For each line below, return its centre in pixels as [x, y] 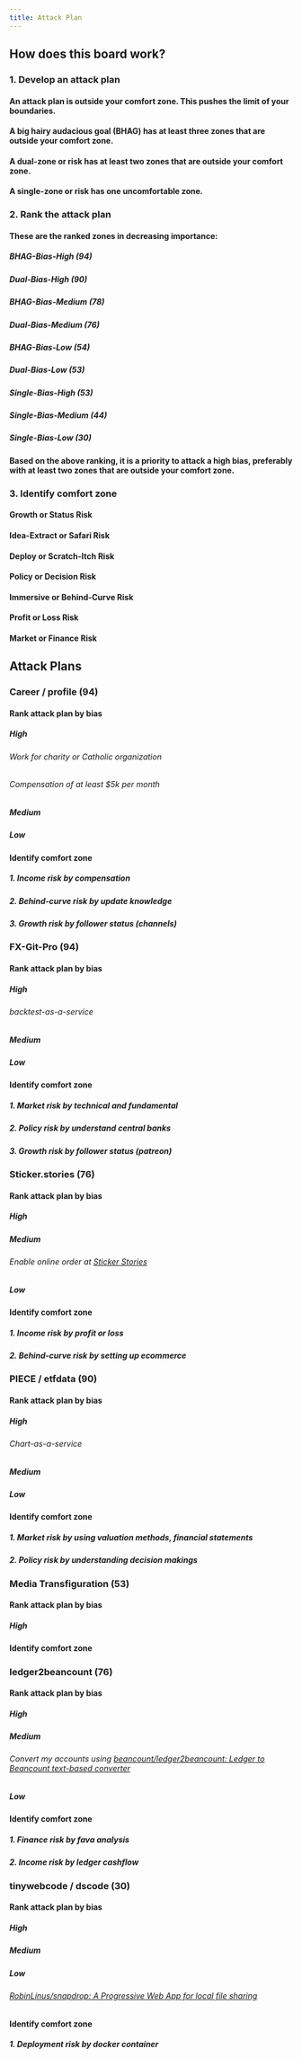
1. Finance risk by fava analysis [70, 1840]
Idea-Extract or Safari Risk [60, 535]
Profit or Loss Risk [44, 617]
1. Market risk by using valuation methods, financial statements [131, 1537]
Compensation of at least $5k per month [84, 785]
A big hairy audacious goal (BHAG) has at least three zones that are [138, 131]
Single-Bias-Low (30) [50, 438]
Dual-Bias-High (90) [49, 279]
